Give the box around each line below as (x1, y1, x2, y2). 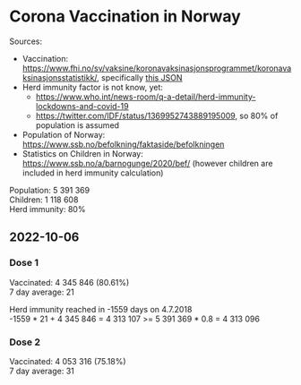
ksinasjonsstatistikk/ (21, 72, 98, 82)
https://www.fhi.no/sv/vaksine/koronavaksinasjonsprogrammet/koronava (21, 63, 292, 73)
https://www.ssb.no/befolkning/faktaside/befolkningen (21, 139, 225, 150)
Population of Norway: (21, 129, 106, 140)
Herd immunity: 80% (9, 203, 86, 214)
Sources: (9, 36, 43, 47)
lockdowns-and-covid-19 (35, 100, 129, 111)
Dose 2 (9, 336, 40, 348)
